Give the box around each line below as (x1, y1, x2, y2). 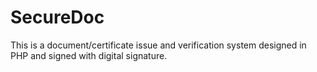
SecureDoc (10, 6, 105, 29)
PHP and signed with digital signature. (10, 49, 168, 61)
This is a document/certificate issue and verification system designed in (10, 39, 307, 51)
